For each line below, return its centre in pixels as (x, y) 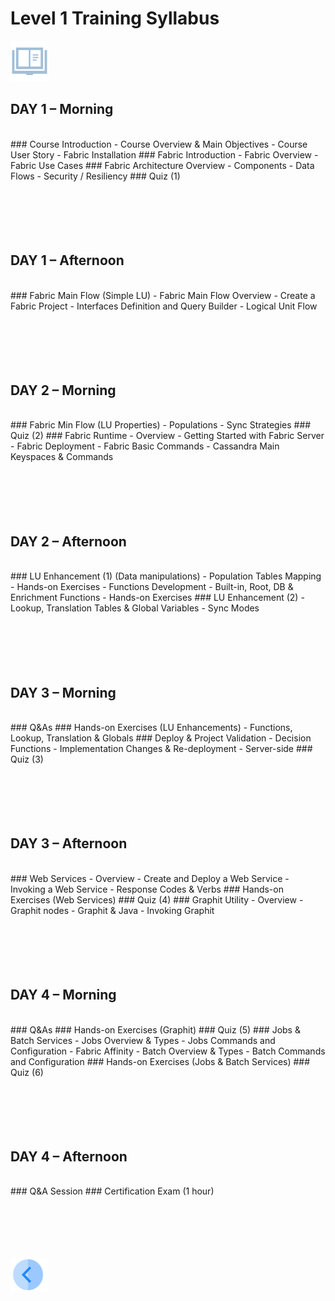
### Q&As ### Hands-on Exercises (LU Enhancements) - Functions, (151, 727)
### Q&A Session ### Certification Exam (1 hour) (112, 1191)
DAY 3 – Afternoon (69, 843)
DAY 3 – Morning (63, 692)
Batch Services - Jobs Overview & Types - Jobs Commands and (143, 1040)
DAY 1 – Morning (62, 109)
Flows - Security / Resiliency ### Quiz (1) (95, 176)
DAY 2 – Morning (63, 390)
